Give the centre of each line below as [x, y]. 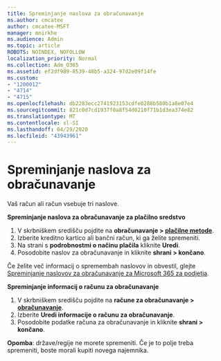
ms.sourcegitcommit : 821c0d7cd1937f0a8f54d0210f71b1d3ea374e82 [100, 110]
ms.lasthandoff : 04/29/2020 [48, 129]
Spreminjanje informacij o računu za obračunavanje [83, 287]
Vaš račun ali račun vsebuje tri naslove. [63, 204]
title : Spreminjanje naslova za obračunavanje [76, 13]
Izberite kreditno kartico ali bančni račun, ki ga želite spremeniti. [109, 238]
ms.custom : [23, 78]
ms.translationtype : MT [42, 116]
